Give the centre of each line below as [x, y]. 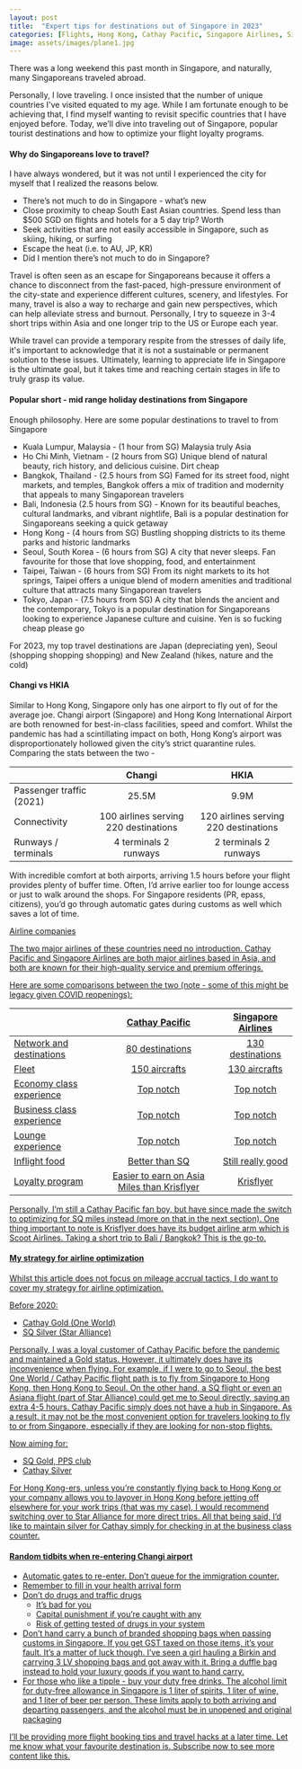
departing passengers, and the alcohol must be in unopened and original [157, 1710]
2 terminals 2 [242, 841]
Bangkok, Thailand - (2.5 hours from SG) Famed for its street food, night [155, 475]
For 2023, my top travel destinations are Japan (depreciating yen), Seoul [143, 645]
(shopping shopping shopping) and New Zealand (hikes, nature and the [142, 655]
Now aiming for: [39, 1444]
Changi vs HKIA [40, 685]
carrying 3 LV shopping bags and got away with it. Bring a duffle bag [150, 1662]
